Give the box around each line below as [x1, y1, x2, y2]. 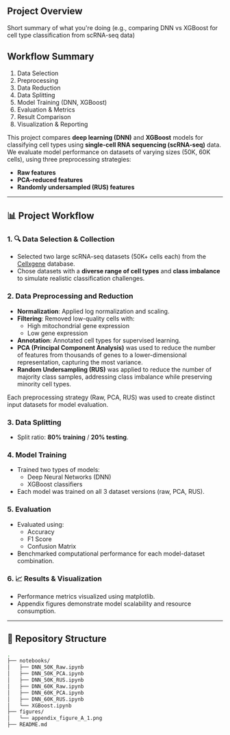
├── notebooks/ [7, 658, 51, 664]
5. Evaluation [7, 505, 51, 514]
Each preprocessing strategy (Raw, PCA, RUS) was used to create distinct [7, 393, 216, 401]
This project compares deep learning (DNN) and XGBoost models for [7, 133, 203, 141]
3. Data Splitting [7, 417, 62, 427]
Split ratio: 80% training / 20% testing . [16, 433, 129, 441]
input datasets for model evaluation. [7, 400, 109, 408]
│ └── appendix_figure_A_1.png [7, 715, 103, 722]
